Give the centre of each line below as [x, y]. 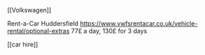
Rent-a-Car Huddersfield [43, 23]
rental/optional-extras [38, 31]
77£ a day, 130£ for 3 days [109, 31]
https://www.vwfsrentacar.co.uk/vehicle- [139, 23]
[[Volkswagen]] [29, 10]
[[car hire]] [23, 44]
